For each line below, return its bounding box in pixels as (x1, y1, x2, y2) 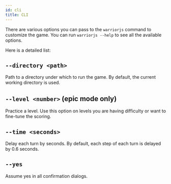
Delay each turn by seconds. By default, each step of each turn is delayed (5, 140, 161, 146)
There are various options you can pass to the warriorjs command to (5, 26, 152, 32)
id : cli (5, 7, 22, 13)
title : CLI (5, 12, 29, 17)
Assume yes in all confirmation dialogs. (5, 173, 88, 179)
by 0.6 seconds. (5, 146, 39, 152)
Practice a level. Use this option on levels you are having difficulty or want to (5, 108, 166, 114)
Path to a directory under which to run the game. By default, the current (5, 74, 156, 80)
